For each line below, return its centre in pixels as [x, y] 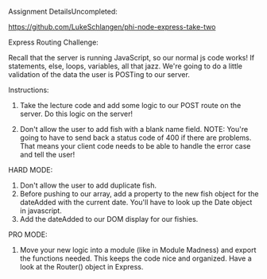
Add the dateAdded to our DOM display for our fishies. [109, 219]
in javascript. [41, 211]
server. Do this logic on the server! [76, 114]
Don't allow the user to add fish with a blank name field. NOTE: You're [134, 129]
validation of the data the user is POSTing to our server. [99, 74]
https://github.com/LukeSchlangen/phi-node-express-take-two [112, 27]
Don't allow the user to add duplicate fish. [88, 185]
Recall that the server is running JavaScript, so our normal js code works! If [132, 58]
